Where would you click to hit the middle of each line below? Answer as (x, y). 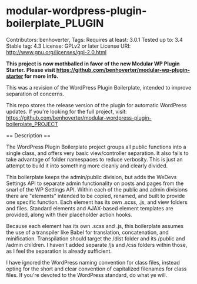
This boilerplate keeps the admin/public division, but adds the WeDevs (91, 177)
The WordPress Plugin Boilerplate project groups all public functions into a (96, 147)
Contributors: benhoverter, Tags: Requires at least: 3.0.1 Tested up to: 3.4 (95, 39)
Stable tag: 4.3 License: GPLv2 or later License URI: (69, 46)
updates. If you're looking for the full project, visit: (67, 111)
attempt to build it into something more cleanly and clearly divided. (87, 166)
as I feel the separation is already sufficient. (59, 251)
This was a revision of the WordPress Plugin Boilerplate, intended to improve (99, 87)
